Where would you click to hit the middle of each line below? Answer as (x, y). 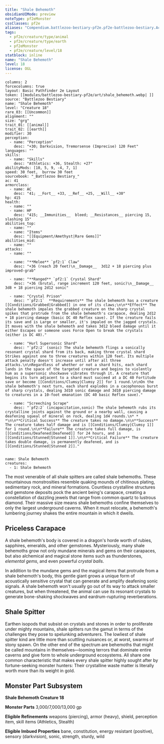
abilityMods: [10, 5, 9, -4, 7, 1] (41, 168)
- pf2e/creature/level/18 (36, 50)
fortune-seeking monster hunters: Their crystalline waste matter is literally (80, 665)
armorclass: (17, 185)
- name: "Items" (26, 232)
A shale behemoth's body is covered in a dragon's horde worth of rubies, (79, 540)
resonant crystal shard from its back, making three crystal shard (75, 352)
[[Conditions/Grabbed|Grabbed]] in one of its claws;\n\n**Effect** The (81, 305)
